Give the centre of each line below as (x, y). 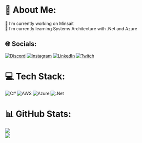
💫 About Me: (31, 10)
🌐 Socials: (21, 44)
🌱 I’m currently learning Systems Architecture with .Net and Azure (71, 28)
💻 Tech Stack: (35, 76)
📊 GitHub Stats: (38, 114)
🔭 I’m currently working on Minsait (40, 23)
